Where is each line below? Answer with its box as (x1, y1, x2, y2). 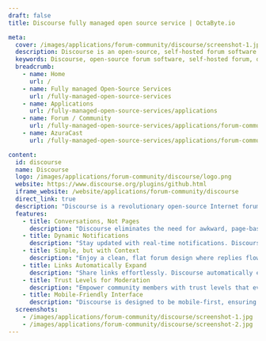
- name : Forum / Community (22, 114, 112, 123)
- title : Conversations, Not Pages (22, 217, 140, 225)
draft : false (8, 11, 51, 20)
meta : (8, 33, 26, 41)
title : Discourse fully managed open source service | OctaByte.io (8, 19, 236, 27)
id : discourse (15, 158, 62, 167)
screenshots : (15, 306, 59, 314)
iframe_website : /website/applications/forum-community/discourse (15, 188, 239, 196)
